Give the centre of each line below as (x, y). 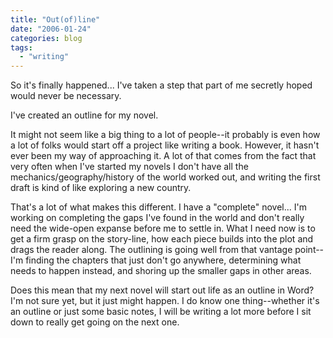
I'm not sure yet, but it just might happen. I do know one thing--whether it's (165, 301)
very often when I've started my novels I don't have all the (129, 167)
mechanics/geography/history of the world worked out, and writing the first (165, 177)
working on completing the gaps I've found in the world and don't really (157, 218)
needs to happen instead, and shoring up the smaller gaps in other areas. (161, 271)
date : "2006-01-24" (51, 29)
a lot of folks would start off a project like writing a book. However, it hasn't (165, 145)
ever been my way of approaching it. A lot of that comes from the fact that (163, 156)
